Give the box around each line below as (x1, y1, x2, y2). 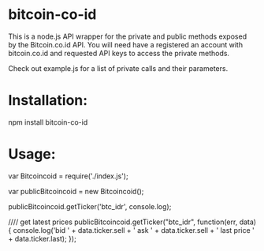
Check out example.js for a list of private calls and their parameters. (8, 63, 229, 73)
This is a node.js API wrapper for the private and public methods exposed (8, 32, 247, 41)
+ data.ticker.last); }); (8, 234, 76, 243)
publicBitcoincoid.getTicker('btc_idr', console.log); (8, 201, 172, 211)
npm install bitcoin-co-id (8, 117, 88, 127)
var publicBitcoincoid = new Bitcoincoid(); (8, 186, 144, 196)
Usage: (8, 145, 57, 163)
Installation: (8, 92, 88, 110)
